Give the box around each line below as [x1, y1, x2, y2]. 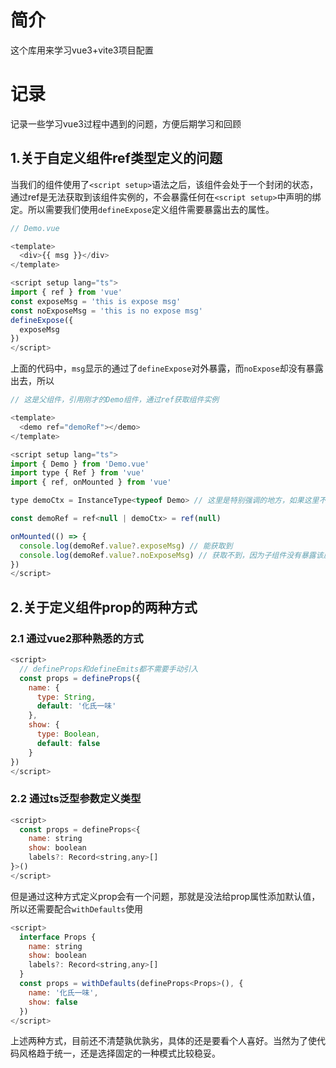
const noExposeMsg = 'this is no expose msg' [10, 306, 203, 316]
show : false [28, 997, 78, 1007]
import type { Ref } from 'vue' [10, 468, 145, 478]
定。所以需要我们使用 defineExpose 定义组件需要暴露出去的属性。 [10, 203, 275, 215]
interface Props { [19, 932, 97, 942]
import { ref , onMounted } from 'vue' [10, 477, 172, 488]
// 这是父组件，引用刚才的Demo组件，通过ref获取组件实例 [10, 395, 220, 405]
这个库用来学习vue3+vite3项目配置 [10, 44, 154, 56]
